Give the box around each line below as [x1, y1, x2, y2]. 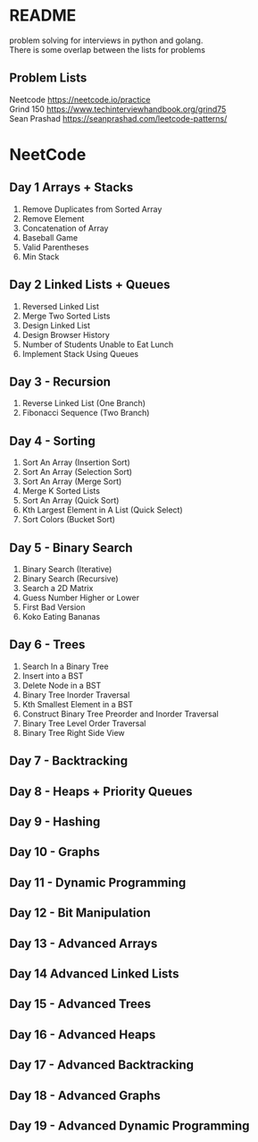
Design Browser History [21, 329, 110, 340]
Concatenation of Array [21, 223, 109, 233]
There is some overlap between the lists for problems [9, 44, 205, 55]
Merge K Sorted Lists [21, 486, 101, 496]
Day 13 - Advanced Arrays [9, 935, 158, 951]
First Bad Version [21, 602, 86, 613]
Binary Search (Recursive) [21, 573, 119, 584]
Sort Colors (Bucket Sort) [21, 514, 116, 525]
